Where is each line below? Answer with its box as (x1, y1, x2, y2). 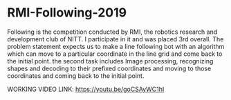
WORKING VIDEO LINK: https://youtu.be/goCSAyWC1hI (7, 85, 165, 93)
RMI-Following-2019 (7, 5, 127, 21)
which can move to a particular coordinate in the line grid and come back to (7, 50, 223, 58)
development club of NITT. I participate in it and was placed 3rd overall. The (7, 34, 224, 43)
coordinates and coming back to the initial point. (7, 71, 145, 80)
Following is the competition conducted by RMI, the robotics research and (7, 28, 218, 36)
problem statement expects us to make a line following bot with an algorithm (7, 42, 225, 50)
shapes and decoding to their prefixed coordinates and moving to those (7, 64, 212, 72)
